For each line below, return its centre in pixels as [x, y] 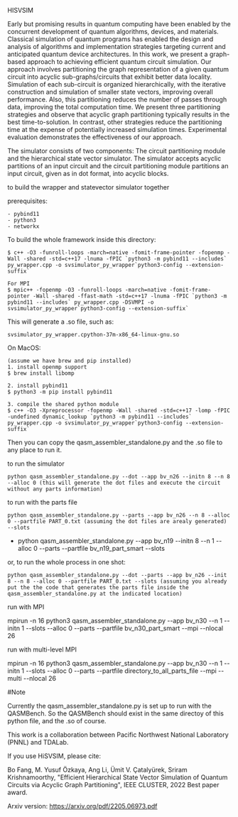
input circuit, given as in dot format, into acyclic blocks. [88, 174]
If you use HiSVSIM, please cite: [54, 756]
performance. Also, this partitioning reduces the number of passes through [117, 99]
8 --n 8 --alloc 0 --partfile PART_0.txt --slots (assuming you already [117, 581]
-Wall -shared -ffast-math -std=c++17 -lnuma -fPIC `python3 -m [130, 296]
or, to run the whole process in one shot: [66, 562]
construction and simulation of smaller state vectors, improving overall [110, 92]
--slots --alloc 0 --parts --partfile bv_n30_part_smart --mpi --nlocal [125, 628]
